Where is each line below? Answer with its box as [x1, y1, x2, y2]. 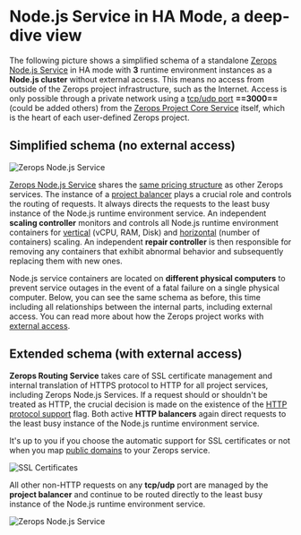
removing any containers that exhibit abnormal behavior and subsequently [9, 246, 284, 256]
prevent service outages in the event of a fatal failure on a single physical [9, 282, 279, 293]
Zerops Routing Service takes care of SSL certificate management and [9, 370, 273, 381]
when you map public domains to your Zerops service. [9, 444, 211, 455]
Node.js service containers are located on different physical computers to [9, 272, 286, 283]
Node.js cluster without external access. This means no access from [9, 73, 264, 84]
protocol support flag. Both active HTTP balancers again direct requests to [9, 408, 287, 419]
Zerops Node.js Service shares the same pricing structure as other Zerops [9, 179, 284, 190]
